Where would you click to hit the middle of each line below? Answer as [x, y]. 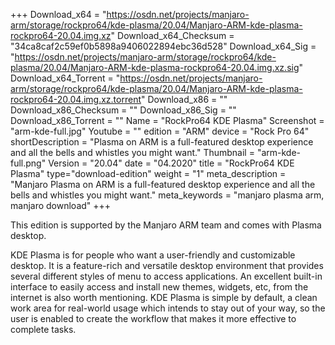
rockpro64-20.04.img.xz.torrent [76, 99]
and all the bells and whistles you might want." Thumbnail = [132, 152]
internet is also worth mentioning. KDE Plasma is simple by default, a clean [164, 297]
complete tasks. [43, 329]
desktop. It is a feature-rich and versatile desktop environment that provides [167, 265]
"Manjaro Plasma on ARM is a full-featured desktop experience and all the [163, 184]
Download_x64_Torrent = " [65, 78]
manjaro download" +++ [61, 205]
